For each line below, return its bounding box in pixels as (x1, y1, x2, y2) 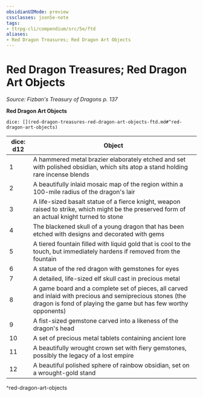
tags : (6, 20, 20, 26)
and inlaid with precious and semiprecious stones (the (33, 291, 187, 300)
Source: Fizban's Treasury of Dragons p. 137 (6, 95, 118, 103)
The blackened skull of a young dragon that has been (33, 222, 184, 230)
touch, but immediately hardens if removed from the (33, 247, 181, 255)
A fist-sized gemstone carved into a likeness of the (33, 316, 179, 325)
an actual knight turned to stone (33, 212, 124, 221)
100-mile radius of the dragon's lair (33, 188, 135, 196)
